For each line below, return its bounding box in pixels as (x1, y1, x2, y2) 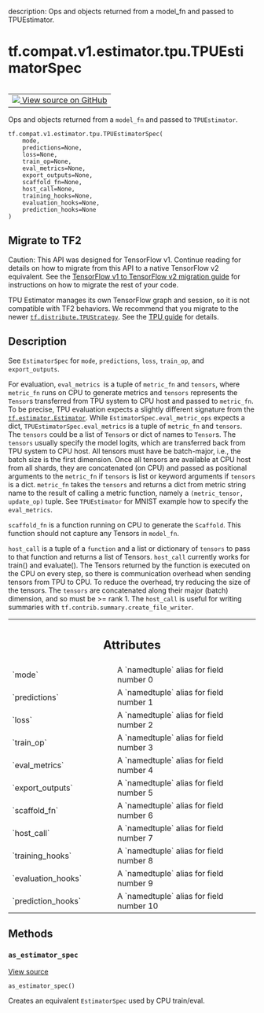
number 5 (117, 787, 153, 798)
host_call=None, (22, 185, 76, 193)
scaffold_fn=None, (22, 178, 82, 186)
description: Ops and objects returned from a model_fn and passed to (8, 7, 234, 16)
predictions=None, (22, 143, 82, 152)
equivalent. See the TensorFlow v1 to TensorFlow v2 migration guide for (8, 272, 241, 281)
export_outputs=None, (22, 171, 93, 179)
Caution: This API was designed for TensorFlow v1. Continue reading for (8, 255, 241, 264)
